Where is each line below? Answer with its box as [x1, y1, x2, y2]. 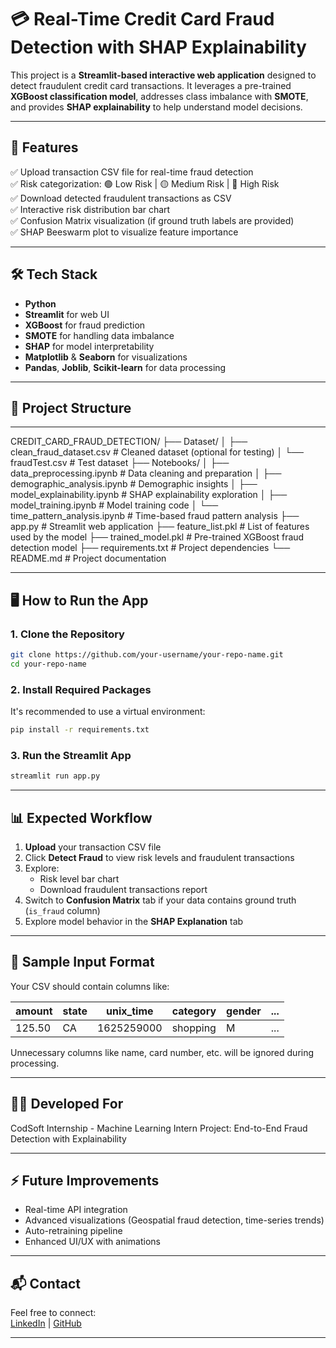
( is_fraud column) [24, 904, 101, 916]
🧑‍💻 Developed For [10, 1096, 124, 1113]
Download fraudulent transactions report [39, 883, 208, 895]
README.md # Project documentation [10, 552, 167, 565]
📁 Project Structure [10, 399, 132, 416]
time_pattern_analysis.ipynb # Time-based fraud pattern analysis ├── [10, 510, 300, 522]
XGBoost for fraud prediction [24, 319, 146, 331]
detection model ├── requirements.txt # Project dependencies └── [10, 542, 291, 554]
